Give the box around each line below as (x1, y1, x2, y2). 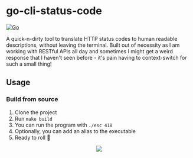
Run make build (14, 115, 53, 122)
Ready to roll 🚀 (14, 134, 51, 141)
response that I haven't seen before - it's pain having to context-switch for (6, 54, 187, 61)
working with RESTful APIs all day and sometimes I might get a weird (6, 47, 173, 54)
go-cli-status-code (6, 4, 102, 18)
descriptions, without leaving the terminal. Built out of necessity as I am (6, 41, 180, 49)
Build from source (6, 95, 58, 104)
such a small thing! (6, 60, 52, 67)
